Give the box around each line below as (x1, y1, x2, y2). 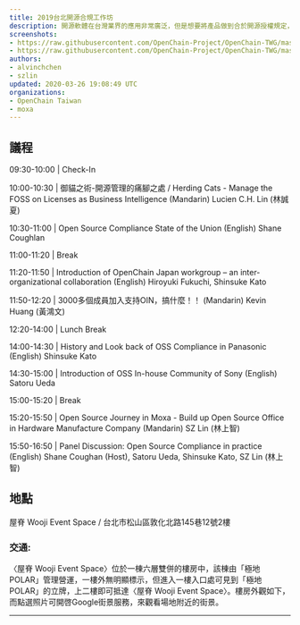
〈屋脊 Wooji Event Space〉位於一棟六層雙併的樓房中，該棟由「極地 (9, 563, 261, 574)
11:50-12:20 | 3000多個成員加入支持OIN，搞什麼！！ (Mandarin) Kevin (9, 295, 266, 306)
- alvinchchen (9, 63, 62, 72)
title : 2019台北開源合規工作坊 (9, 13, 113, 22)
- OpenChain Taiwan (9, 96, 82, 106)
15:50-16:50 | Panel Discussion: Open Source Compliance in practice (9, 441, 262, 452)
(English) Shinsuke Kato (9, 351, 97, 362)
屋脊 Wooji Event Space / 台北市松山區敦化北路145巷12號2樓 (9, 516, 230, 528)
